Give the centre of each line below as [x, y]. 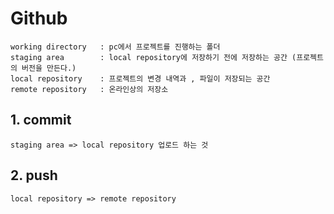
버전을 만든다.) [49, 68]
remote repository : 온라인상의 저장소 [89, 89]
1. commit [41, 120]
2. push [34, 175]
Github [39, 18]
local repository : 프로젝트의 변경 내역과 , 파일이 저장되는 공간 [140, 78]
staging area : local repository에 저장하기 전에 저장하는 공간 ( [153, 57]
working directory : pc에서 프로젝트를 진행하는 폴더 [115, 47]
